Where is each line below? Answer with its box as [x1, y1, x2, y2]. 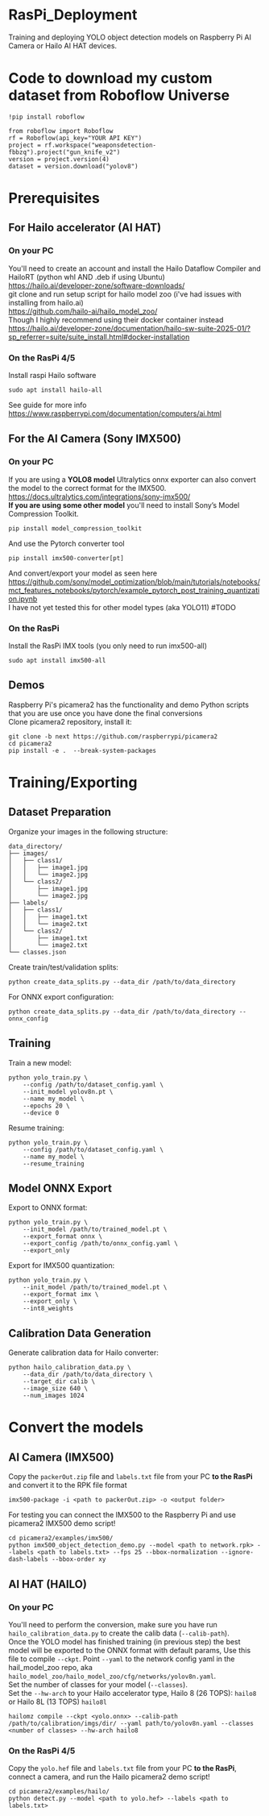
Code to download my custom [8, 69, 213, 88]
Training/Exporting [8, 774, 138, 792]
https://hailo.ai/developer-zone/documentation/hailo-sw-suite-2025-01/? [8, 323, 251, 333]
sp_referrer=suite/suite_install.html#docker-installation [8, 332, 190, 342]
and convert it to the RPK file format [8, 1481, 127, 1490]
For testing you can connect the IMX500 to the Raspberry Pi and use [8, 1510, 236, 1520]
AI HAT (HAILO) [8, 1577, 87, 1591]
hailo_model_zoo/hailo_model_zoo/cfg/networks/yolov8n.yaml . [8, 1671, 217, 1681]
